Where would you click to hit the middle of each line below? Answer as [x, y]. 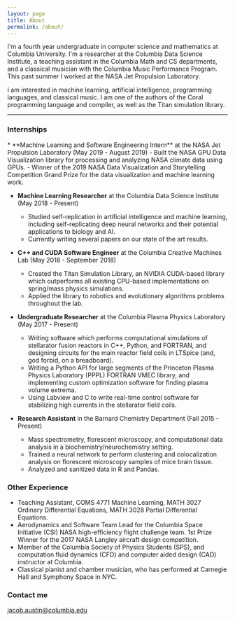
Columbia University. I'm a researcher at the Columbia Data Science [105, 54]
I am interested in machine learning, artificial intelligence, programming [109, 90]
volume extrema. [52, 390]
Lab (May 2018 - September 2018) [67, 260]
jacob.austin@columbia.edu [47, 610]
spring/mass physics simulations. [76, 288]
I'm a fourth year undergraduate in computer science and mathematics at [113, 47]
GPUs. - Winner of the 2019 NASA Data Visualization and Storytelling [107, 167]
